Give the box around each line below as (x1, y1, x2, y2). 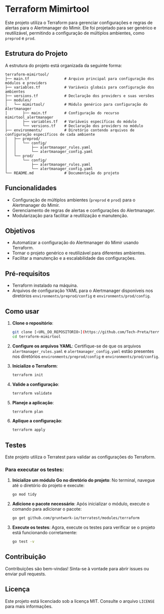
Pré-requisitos (5, 270, 50, 278)
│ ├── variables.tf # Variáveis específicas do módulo (5, 119, 137, 124)
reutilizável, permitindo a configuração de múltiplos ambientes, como (5, 30, 145, 36)
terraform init (12, 372, 44, 377)
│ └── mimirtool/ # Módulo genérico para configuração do (5, 102, 148, 107)
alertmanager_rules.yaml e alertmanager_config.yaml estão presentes (12, 348, 154, 354)
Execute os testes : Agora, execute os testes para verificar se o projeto (12, 524, 155, 530)
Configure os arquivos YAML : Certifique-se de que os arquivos (12, 343, 141, 349)
